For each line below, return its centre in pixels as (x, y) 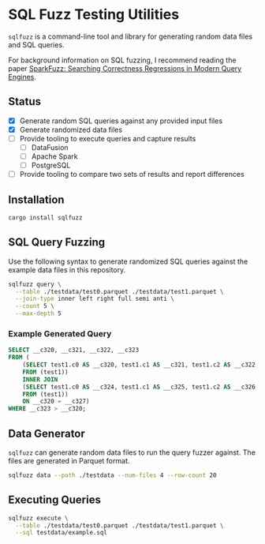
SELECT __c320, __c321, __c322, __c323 (74, 350)
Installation (36, 199)
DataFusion (50, 147)
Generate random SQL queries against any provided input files (121, 121)
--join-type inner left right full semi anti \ (95, 299)
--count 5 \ (35, 306)
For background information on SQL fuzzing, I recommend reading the (122, 60)
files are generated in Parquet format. (69, 461)
